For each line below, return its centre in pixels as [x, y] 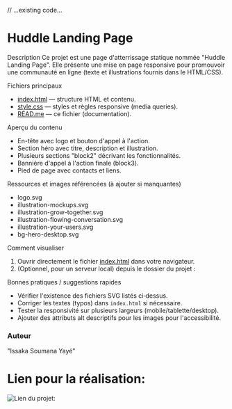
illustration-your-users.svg [55, 227]
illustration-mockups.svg [53, 205]
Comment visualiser [36, 248]
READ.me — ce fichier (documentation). [74, 113]
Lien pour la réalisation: [76, 379]
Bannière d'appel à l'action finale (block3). [78, 163]
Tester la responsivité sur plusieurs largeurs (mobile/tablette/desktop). [118, 310]
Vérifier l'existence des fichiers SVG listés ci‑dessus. [92, 296]
